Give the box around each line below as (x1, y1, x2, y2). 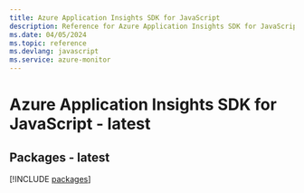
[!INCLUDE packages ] (9, 174, 91, 184)
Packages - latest (9, 150, 110, 165)
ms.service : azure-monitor (9, 55, 111, 64)
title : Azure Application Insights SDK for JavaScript (9, 13, 221, 23)
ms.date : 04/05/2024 (9, 30, 88, 39)
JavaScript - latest (9, 114, 151, 134)
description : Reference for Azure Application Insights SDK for (9, 22, 257, 31)
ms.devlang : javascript (9, 47, 100, 56)
